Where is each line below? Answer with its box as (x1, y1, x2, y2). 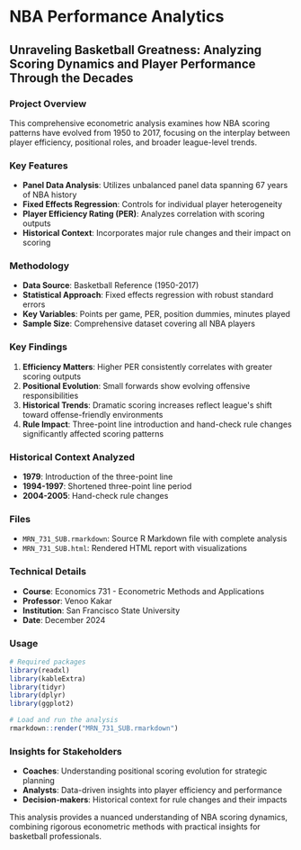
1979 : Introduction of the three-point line (22, 471, 173, 483)
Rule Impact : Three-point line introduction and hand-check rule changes (22, 419, 292, 430)
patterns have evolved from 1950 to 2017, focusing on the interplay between (9, 127, 290, 138)
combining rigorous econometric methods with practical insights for (9, 821, 261, 832)
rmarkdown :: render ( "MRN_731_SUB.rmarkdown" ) (9, 724, 179, 733)
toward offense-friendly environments (22, 409, 164, 420)
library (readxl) (9, 665, 70, 674)
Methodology (9, 259, 70, 272)
